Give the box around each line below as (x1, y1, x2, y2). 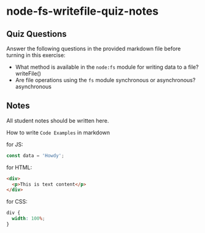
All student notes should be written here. (6, 116, 109, 124)
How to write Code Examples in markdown (6, 129, 110, 136)
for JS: (6, 140, 23, 148)
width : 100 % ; (12, 216, 45, 222)
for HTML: (6, 164, 33, 171)
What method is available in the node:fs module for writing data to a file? (15, 63, 199, 71)
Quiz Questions (6, 29, 67, 39)
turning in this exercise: (6, 52, 66, 59)
